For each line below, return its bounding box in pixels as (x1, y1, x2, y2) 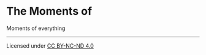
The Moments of (6, 4, 93, 18)
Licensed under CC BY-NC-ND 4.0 (6, 42, 94, 50)
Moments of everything (6, 24, 66, 32)
